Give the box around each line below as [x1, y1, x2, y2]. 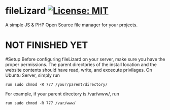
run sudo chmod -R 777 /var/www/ [5, 100, 76, 105]
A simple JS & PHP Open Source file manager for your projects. [5, 22, 138, 28]
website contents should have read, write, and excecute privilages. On [5, 67, 152, 73]
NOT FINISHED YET [5, 39, 88, 51]
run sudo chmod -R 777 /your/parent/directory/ [5, 82, 108, 87]
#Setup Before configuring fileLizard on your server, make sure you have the [5, 56, 165, 62]
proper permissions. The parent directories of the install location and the [5, 61, 157, 68]
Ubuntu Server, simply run [5, 72, 60, 78]
